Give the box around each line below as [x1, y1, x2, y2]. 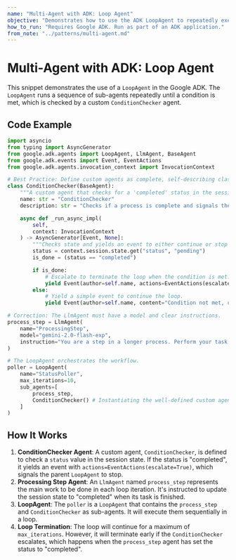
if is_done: [32, 266, 68, 274]
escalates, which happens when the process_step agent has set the [17, 538, 213, 546]
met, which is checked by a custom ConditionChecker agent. [7, 98, 182, 107]
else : [32, 286, 49, 294]
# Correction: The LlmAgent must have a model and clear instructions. [7, 312, 221, 320]
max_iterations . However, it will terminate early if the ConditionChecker [17, 530, 223, 538]
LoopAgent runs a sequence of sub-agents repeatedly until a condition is [7, 91, 216, 99]
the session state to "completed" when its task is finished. [17, 493, 186, 501]
